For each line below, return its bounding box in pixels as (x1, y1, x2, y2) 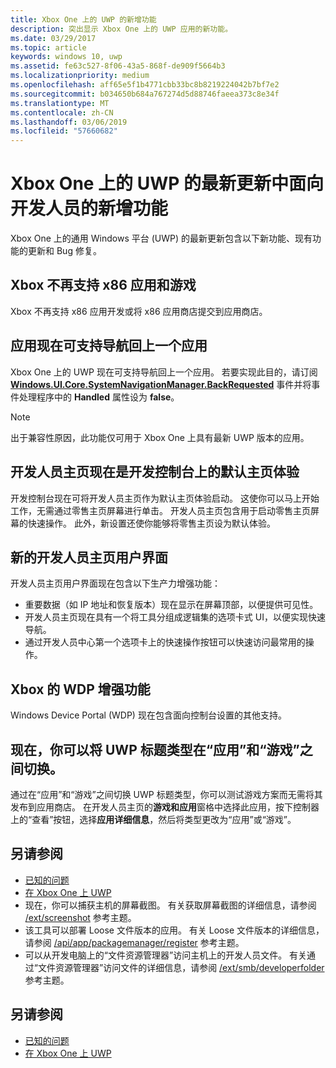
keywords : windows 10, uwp (10, 52, 123, 62)
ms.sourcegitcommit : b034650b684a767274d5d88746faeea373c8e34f (10, 89, 280, 99)
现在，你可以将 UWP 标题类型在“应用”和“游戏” (10, 741, 300, 758)
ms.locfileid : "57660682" (10, 126, 118, 136)
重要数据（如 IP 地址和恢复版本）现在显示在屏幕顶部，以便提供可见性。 (24, 599, 319, 611)
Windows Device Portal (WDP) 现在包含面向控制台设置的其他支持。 (10, 709, 287, 721)
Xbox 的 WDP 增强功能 (10, 681, 151, 698)
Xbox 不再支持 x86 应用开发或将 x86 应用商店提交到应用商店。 (10, 305, 268, 317)
